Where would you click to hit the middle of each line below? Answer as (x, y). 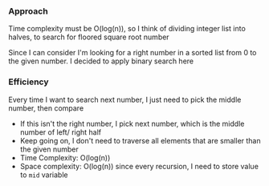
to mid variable (44, 175)
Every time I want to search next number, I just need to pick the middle (125, 99)
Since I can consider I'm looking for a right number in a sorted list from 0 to (132, 53)
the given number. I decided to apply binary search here (101, 61)
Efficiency (29, 82)
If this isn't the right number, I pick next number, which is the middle (132, 123)
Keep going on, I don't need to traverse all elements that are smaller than (140, 140)
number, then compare (46, 108)
